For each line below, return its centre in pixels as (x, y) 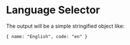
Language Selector (53, 10)
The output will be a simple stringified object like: (65, 26)
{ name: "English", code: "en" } (47, 36)
